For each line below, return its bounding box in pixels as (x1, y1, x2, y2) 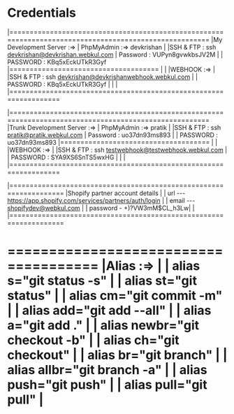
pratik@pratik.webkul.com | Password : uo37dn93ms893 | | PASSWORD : (7, 131, 219, 139)
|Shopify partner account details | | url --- (65, 189, 186, 197)
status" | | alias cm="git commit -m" (7, 288, 223, 304)
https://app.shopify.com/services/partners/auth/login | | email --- (7, 196, 196, 204)
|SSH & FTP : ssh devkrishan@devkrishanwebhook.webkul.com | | (7, 72, 198, 81)
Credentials (7, 5, 77, 21)
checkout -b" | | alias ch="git (7, 332, 180, 348)
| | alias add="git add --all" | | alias (7, 303, 212, 319)
